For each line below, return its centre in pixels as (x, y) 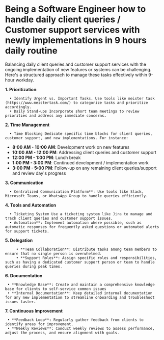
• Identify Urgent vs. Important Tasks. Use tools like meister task (82, 98)
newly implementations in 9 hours (76, 40)
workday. (25, 80)
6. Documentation (24, 275)
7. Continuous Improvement (34, 311)
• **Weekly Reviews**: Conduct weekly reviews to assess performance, (81, 328)
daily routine (31, 51)
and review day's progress (39, 173)
